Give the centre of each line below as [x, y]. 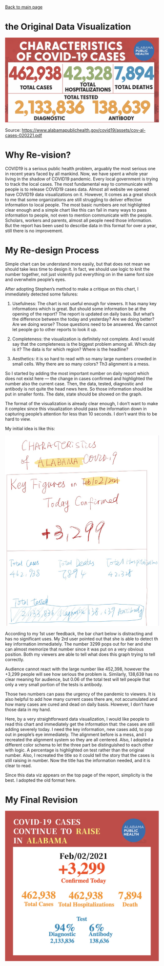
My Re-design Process [52, 250]
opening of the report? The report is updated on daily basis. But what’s [83, 314]
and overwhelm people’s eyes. [36, 279]
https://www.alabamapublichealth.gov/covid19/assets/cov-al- [84, 130]
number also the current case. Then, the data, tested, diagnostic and [74, 384]
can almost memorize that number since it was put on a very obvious [74, 649]
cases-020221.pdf [24, 136]
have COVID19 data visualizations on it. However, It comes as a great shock [81, 194]
